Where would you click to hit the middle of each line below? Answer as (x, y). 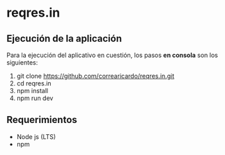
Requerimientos (42, 120)
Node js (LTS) (36, 136)
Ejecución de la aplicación (64, 39)
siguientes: (22, 63)
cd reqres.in (34, 83)
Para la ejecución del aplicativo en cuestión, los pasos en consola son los (113, 55)
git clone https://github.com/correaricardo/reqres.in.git (95, 76)
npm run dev (35, 98)
